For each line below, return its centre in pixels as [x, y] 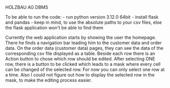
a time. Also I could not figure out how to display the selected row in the [80, 75]
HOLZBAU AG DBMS [27, 7]
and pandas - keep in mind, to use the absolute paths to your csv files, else [83, 22]
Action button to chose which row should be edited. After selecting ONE [80, 59]
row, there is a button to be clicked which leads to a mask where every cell [83, 64]
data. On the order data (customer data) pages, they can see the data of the [84, 48]
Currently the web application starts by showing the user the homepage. [81, 37]
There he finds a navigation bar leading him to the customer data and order [83, 43]
